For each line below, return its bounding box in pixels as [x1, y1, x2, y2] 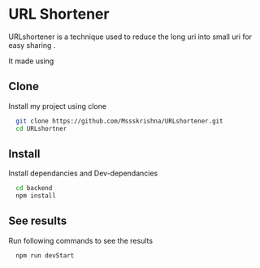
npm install [15, 192, 57, 200]
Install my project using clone [8, 101, 107, 110]
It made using [8, 56, 54, 66]
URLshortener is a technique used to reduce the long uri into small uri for [8, 32, 253, 41]
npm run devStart [15, 251, 75, 260]
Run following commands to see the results [8, 236, 153, 245]
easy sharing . [8, 40, 56, 50]
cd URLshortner [15, 124, 67, 132]
